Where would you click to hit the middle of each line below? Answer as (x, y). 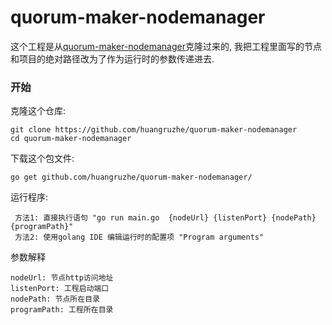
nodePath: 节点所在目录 (55, 299)
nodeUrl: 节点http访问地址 (62, 278)
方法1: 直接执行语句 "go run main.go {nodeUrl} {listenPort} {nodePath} (165, 218)
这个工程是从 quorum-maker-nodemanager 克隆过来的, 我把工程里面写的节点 (166, 46)
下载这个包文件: (42, 158)
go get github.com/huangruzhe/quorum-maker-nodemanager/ (131, 177)
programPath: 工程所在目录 (62, 310)
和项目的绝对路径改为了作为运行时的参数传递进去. (112, 58)
